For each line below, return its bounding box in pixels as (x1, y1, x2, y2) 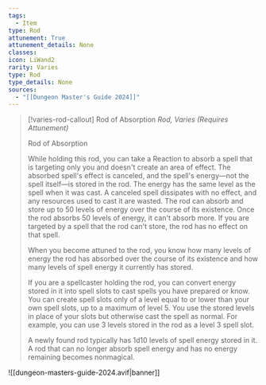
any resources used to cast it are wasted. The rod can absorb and (27, 196, 244, 206)
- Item (15, 19, 37, 27)
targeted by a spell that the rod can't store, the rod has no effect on (27, 222, 249, 231)
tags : (8, 11, 26, 20)
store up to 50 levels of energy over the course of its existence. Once (27, 204, 255, 215)
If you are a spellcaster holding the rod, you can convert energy (27, 278, 237, 287)
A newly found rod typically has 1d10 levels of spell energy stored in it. (27, 336, 258, 345)
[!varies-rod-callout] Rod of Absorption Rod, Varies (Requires (27, 115, 229, 124)
